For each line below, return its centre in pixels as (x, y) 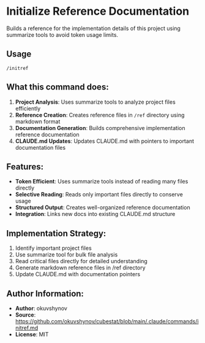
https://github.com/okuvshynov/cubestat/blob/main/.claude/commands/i (107, 321)
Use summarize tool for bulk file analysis (66, 255)
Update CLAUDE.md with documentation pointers (78, 274)
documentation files (40, 147)
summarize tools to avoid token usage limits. (62, 34)
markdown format (38, 121)
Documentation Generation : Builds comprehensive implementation (100, 128)
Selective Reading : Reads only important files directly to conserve (99, 195)
